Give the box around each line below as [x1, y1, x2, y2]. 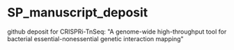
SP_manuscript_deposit [7, 5, 148, 21]
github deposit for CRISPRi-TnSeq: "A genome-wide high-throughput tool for [7, 27, 227, 36]
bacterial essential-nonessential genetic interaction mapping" [7, 34, 184, 42]
